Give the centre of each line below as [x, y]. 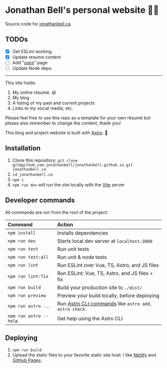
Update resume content [37, 57]
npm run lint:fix [28, 276]
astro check [71, 309]
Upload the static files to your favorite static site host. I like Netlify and [84, 355]
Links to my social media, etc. [43, 108]
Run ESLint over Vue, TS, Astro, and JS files [108, 265]
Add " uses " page [30, 62]
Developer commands [40, 200]
